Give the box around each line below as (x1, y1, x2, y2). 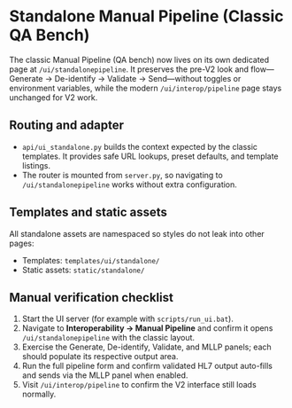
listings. (21, 160, 51, 170)
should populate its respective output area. (21, 351, 179, 362)
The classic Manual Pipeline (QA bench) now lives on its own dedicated (9, 54, 270, 65)
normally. (21, 388, 57, 400)
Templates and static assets (9, 205, 168, 220)
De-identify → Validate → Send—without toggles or (54, 73, 242, 83)
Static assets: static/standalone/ (21, 264, 145, 275)
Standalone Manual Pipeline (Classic (9, 6, 285, 27)
